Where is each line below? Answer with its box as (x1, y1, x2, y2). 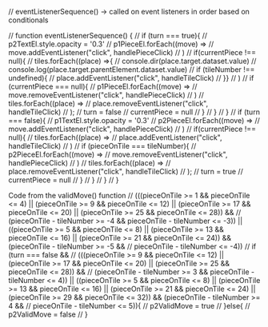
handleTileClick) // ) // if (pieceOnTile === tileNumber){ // (8, 142, 197, 150)
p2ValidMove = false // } (8, 309, 88, 319)
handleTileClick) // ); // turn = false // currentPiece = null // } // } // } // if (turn (8, 107, 260, 117)
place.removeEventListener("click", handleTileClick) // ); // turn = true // (8, 167, 244, 176)
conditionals (8, 15, 49, 25)
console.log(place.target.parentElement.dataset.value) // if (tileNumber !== (8, 65, 255, 74)
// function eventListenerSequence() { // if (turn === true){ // (8, 31, 208, 40)
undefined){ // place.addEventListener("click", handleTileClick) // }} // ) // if (8, 74, 254, 82)
